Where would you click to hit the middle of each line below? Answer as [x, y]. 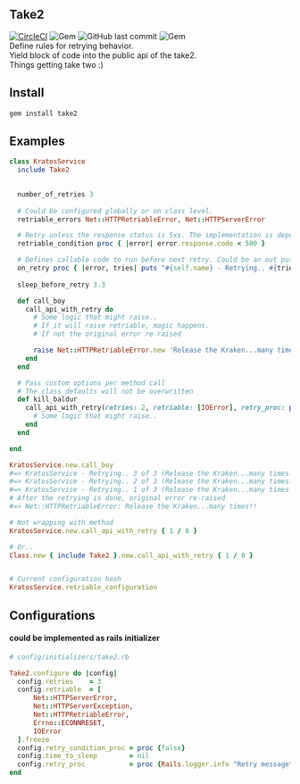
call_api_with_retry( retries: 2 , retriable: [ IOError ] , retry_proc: [155, 408]
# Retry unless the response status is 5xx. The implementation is [146, 236]
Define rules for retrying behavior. [71, 46]
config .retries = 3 [59, 681]
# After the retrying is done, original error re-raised [117, 498]
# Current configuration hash [66, 580]
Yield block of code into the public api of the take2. [103, 55]
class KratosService [48, 162]
